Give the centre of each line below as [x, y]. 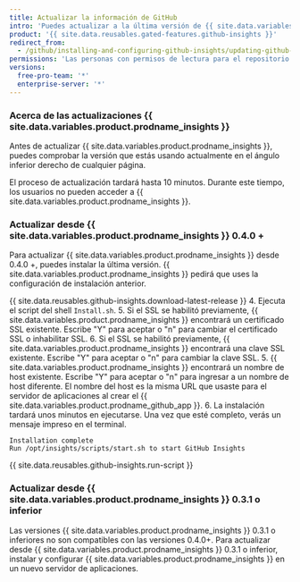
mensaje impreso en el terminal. [68, 425]
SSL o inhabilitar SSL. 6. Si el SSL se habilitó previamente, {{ [120, 339]
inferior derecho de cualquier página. [78, 164]
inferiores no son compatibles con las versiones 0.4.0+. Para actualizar [140, 540]
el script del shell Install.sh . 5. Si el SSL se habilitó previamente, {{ [134, 310]
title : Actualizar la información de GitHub [93, 17]
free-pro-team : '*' [54, 76]
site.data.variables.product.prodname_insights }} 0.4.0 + [137, 235]
